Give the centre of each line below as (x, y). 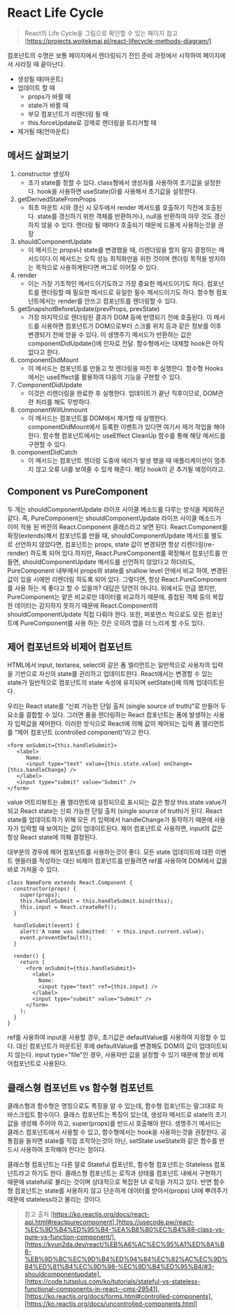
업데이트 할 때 (36, 87)
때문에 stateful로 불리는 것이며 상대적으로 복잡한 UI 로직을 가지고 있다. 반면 (109, 1182)
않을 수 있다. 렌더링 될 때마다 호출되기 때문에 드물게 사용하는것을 (129, 224)
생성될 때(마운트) (41, 79)
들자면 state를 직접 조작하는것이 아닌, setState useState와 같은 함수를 (122, 1141)
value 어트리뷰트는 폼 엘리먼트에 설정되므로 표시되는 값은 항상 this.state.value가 (117, 803)
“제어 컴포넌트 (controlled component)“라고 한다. (83, 733)
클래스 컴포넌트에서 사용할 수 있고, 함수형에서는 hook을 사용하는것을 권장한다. (113, 1132)
